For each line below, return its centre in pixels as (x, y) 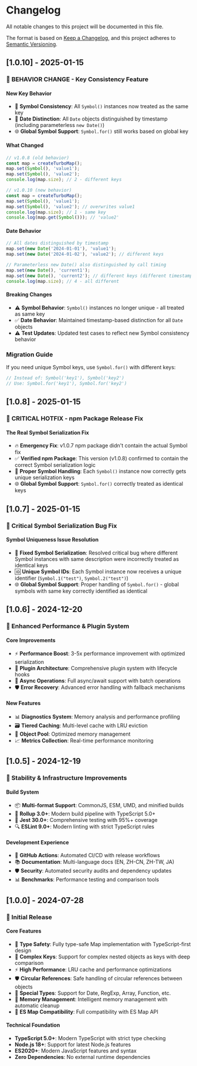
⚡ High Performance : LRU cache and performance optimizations (93, 969)
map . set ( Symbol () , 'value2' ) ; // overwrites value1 (70, 206)
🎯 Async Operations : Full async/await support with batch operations (98, 681)
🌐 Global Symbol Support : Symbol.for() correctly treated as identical (99, 484)
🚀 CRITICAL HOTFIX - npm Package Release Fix (75, 419)
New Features (23, 703)
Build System (23, 792)
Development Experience (38, 842)
